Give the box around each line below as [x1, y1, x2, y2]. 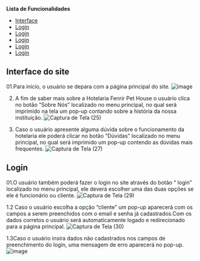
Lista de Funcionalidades [6, 5, 71, 12]
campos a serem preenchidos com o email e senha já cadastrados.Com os [6, 209, 192, 217]
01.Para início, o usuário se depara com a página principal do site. [6, 83, 170, 90]
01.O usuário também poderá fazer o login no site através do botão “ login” [6, 178, 192, 186]
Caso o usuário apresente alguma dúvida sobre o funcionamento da [15, 126, 184, 133]
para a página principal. [6, 223, 65, 230]
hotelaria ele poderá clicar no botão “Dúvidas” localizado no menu [15, 132, 181, 139]
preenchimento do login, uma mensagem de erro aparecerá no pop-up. [6, 241, 184, 248]
